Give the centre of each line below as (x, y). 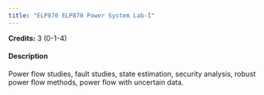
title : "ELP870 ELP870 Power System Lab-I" (82, 15)
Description (28, 56)
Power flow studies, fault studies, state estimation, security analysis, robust (132, 74)
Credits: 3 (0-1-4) (38, 38)
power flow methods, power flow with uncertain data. (96, 82)
